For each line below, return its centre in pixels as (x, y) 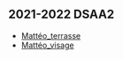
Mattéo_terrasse (51, 35)
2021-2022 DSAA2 (61, 15)
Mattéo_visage (47, 45)
